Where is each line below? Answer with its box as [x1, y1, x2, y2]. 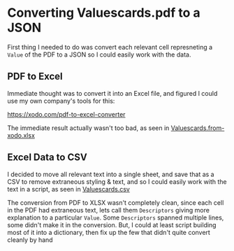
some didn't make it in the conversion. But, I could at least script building [7, 220, 217, 229]
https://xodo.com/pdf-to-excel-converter [7, 110, 126, 118]
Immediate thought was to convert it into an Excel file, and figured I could [7, 89, 218, 97]
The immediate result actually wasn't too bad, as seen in [7, 124, 170, 132]
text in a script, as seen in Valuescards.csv [7, 185, 131, 193]
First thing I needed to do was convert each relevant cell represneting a [7, 43, 213, 51]
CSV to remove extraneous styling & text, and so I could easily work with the [7, 177, 227, 186]
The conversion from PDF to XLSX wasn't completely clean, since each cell [7, 198, 224, 207]
